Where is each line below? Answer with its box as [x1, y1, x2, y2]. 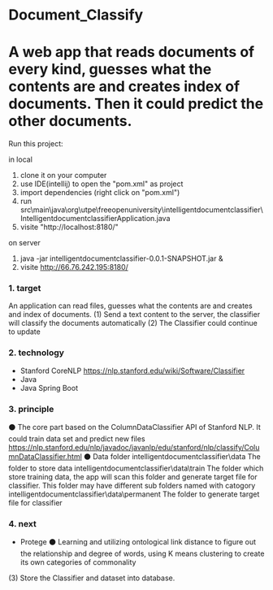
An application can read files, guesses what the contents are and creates [8, 301, 253, 310]
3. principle [8, 403, 54, 414]
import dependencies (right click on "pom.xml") [19, 188, 180, 197]
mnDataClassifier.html [8, 452, 83, 462]
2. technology [8, 347, 65, 358]
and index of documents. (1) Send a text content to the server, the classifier [8, 310, 261, 319]
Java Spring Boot [19, 383, 79, 393]
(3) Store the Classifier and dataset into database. [8, 573, 175, 583]
